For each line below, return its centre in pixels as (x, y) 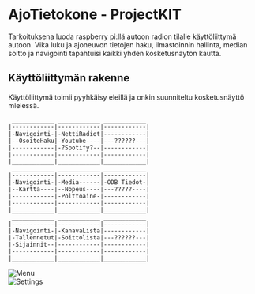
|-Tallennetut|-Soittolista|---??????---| (79, 237)
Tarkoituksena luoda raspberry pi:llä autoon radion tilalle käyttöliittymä (122, 36)
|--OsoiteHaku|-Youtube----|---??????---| (79, 141)
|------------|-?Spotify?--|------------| (79, 148)
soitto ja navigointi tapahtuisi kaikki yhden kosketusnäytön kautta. (115, 53)
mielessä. (24, 105)
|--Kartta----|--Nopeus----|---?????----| (79, 189)
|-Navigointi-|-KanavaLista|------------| (79, 231)
